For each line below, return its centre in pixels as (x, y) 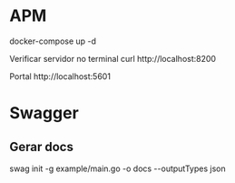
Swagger (44, 113)
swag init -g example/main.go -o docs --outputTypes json (117, 168)
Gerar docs (42, 147)
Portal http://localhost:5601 (60, 76)
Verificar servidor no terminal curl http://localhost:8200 (113, 58)
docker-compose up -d (53, 41)
